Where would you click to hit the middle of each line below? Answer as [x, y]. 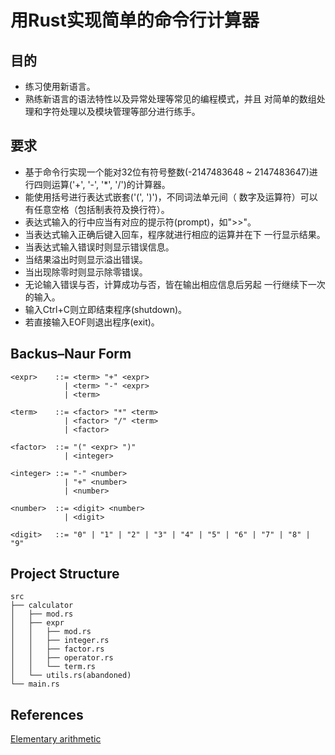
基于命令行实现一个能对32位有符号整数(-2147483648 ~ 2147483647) [167, 172]
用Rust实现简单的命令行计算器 [135, 20]
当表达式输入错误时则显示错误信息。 [99, 247]
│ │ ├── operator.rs [62, 658]
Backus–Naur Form [71, 354]
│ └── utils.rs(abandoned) [71, 676]
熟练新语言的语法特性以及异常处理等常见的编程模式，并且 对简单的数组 [170, 99]
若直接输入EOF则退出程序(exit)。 [92, 322]
